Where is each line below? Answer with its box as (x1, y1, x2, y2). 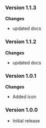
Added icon (12, 93, 36, 100)
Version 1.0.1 (5, 72, 36, 79)
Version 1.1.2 (5, 38, 36, 45)
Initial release (12, 118, 40, 124)
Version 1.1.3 (5, 4, 36, 11)
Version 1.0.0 (5, 106, 38, 113)
